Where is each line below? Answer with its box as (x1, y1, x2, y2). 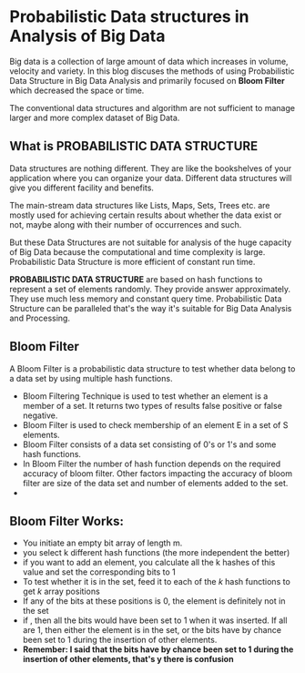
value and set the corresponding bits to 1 (22, 566, 176, 577)
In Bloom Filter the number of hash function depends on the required (22, 458, 281, 469)
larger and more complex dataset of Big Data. (9, 112, 180, 123)
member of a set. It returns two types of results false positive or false (22, 400, 282, 411)
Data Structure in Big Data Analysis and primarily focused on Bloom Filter (9, 75, 285, 86)
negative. (22, 410, 58, 421)
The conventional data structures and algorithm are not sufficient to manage (9, 102, 296, 113)
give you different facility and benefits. (9, 182, 155, 193)
